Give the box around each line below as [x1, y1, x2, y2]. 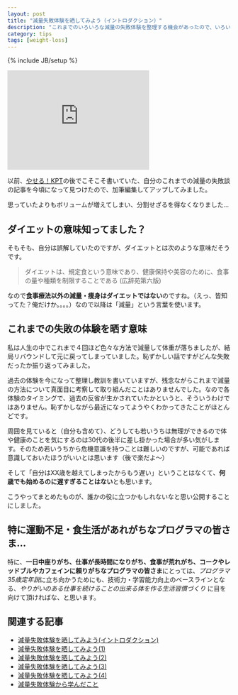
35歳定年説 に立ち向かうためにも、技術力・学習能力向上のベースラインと [7, 575, 220, 584]
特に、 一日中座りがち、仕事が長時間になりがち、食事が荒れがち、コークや [7, 557, 225, 566]
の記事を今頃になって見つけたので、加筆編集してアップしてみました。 [7, 185, 211, 194]
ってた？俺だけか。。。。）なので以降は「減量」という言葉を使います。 [7, 300, 205, 309]
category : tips [7, 30, 52, 38]
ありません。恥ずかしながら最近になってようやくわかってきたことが [13, 403, 211, 411]
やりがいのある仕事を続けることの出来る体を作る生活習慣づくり [20, 584, 206, 593]
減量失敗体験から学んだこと [17, 680, 99, 689]
